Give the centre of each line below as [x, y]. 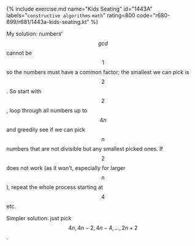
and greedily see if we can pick [46, 129]
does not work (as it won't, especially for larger [66, 168]
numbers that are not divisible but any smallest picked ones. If [85, 149]
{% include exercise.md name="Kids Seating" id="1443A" [79, 9]
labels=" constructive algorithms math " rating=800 [71, 15]
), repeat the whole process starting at [55, 187]
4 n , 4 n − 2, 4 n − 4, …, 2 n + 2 [103, 228]
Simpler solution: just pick [39, 218]
